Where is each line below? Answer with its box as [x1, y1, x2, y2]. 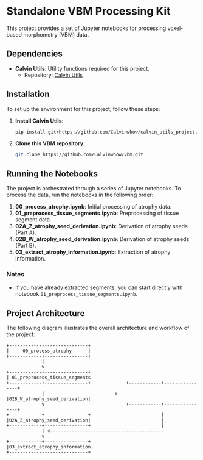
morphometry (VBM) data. [23, 31, 89, 38]
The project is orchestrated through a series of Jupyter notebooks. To [6, 185, 181, 192]
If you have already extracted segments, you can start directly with [15, 284, 183, 291]
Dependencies [6, 49, 63, 59]
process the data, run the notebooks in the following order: [6, 191, 154, 199]
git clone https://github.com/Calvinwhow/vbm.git [15, 151, 144, 158]
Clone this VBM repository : [15, 140, 85, 147]
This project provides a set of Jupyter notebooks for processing [6, 24, 167, 32]
